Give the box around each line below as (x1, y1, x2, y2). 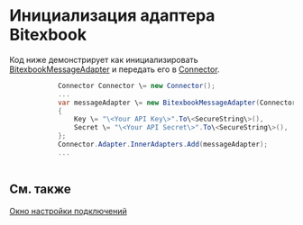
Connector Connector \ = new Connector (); (57, 81, 216, 90)
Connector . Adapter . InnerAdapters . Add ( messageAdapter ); (57, 140, 269, 149)
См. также (9, 182, 72, 197)
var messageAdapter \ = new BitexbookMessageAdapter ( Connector (57, 98, 297, 107)
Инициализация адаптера (9, 5, 216, 26)
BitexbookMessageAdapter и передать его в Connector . (9, 64, 220, 75)
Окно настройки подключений (9, 205, 128, 216)
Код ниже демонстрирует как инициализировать (9, 54, 198, 65)
